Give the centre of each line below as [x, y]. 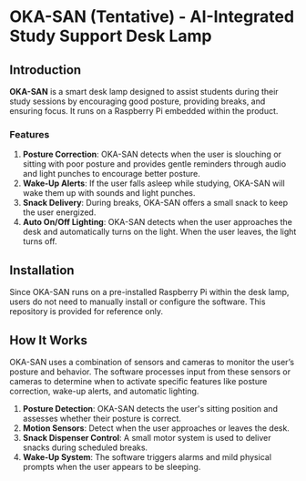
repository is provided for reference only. [87, 312]
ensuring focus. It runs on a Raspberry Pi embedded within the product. [144, 111]
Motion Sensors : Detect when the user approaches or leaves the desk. [156, 428]
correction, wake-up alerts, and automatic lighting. [104, 391]
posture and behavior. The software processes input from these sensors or [150, 372]
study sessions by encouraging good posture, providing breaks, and [138, 101]
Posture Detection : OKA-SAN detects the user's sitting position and [150, 408]
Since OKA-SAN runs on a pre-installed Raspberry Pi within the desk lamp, [149, 292]
